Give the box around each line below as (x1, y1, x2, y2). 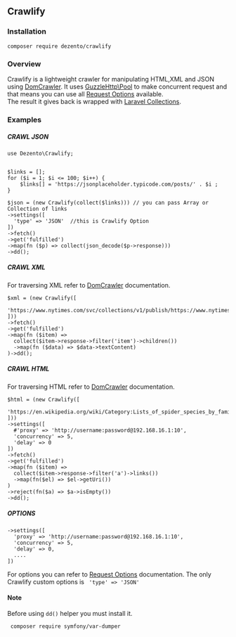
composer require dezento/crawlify (7, 42, 112, 50)
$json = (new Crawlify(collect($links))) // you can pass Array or (7, 199, 209, 206)
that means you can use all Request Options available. (7, 89, 164, 98)
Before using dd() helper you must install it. (7, 609, 133, 617)
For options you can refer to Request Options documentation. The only (7, 570, 212, 579)
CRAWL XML (7, 263, 46, 271)
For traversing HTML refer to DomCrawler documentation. (7, 382, 175, 391)
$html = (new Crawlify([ (7, 396, 80, 403)
